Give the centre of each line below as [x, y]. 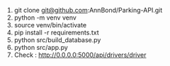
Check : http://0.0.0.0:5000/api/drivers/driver [80, 55]
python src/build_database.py [57, 40]
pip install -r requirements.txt [56, 32]
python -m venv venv [45, 18]
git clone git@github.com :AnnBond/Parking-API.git [88, 10]
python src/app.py [41, 47]
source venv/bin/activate [50, 25]
